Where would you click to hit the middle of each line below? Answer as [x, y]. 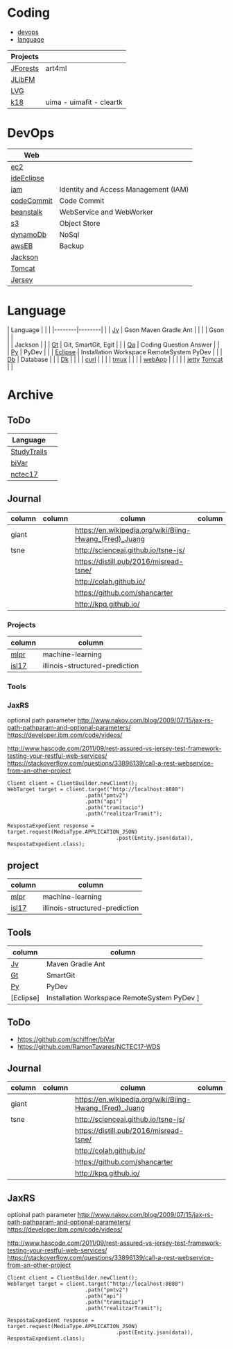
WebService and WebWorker [106, 212]
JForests [25, 68]
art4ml [56, 68]
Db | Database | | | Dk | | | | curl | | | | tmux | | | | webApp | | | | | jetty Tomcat [115, 359]
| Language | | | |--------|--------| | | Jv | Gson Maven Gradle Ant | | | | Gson [116, 330]
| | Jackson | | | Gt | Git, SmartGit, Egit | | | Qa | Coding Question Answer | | [113, 345]
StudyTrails [29, 452]
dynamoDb [29, 234]
